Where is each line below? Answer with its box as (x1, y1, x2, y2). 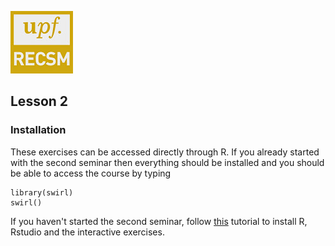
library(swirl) (10, 187, 74, 198)
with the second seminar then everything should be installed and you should (10, 156, 325, 168)
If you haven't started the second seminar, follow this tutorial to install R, (10, 215, 308, 227)
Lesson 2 (10, 93, 69, 110)
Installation (10, 123, 67, 137)
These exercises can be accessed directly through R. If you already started (10, 146, 320, 158)
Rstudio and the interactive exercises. (10, 226, 165, 238)
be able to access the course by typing (10, 167, 172, 179)
